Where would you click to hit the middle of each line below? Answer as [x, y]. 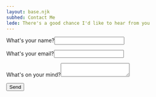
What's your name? [31, 40]
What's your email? [30, 54]
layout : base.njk [28, 12]
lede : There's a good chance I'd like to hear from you [78, 23]
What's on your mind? [34, 75]
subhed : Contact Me [31, 17]
